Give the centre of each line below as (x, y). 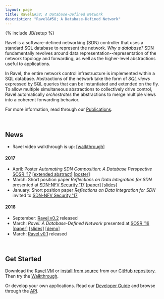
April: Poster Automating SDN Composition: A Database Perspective (82, 169)
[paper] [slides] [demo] (36, 228)
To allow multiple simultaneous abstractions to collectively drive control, (79, 89)
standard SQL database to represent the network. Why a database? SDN (80, 48)
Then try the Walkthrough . (32, 276)
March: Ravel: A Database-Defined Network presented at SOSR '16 (81, 223)
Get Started (23, 259)
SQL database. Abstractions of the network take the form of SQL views (78, 79)
